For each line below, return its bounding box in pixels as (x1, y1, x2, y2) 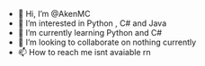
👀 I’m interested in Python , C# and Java (17, 18, 167, 29)
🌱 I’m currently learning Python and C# (17, 28, 163, 37)
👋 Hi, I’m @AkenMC (17, 9, 91, 19)
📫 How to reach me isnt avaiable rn (17, 47, 151, 57)
